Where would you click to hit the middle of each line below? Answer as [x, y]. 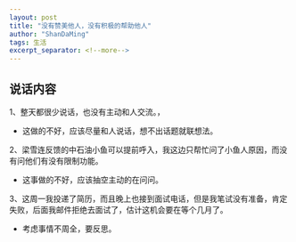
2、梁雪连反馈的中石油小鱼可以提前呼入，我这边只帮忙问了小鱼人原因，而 [144, 149]
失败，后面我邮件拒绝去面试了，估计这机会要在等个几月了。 [119, 209]
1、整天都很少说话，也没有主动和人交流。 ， [87, 111]
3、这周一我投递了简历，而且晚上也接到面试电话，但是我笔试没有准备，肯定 [148, 198]
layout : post [33, 17]
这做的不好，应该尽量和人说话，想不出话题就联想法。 [120, 131]
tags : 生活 [28, 42]
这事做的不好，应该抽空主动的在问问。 [92, 180]
